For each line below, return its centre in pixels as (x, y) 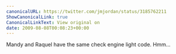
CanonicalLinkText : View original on (53, 22)
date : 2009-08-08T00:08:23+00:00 (48, 28)
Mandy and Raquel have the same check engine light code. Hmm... (89, 45)
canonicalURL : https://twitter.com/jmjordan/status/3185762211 (87, 11)
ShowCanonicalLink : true (37, 17)
